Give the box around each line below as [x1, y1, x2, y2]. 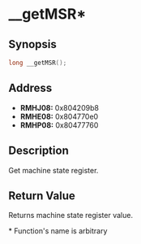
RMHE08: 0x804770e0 [19, 111, 99, 121]
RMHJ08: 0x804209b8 [19, 102, 100, 112]
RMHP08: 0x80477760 [19, 120, 99, 130]
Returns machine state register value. [8, 211, 134, 220]
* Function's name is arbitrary [8, 226, 108, 236]
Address [8, 81, 53, 95]
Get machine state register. [8, 165, 99, 175]
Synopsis [8, 37, 57, 51]
